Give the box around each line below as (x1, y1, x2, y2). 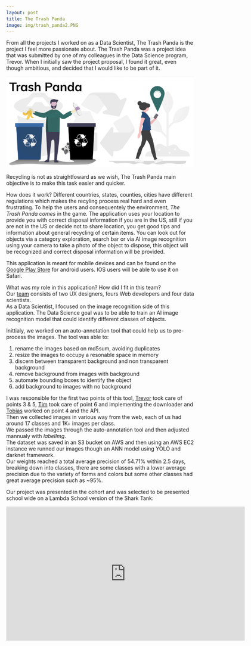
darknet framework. (6, 452, 55, 459)
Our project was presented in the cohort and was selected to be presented (6, 489, 190, 496)
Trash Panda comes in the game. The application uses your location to (6, 210, 180, 218)
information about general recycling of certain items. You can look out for (6, 229, 186, 237)
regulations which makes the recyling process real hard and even (6, 197, 166, 205)
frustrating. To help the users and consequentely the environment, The (6, 204, 180, 211)
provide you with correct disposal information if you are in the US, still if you (6, 216, 193, 223)
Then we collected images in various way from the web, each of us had (6, 414, 182, 421)
